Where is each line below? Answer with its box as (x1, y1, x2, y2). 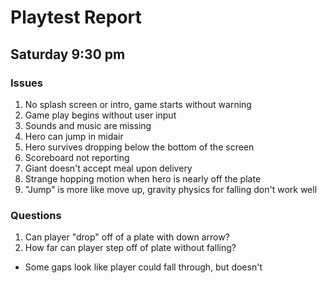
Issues (10, 76, 44, 90)
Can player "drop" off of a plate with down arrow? (24, 231, 230, 243)
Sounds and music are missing (24, 119, 152, 131)
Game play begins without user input (24, 109, 177, 121)
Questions (10, 208, 62, 222)
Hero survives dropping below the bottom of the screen (24, 141, 255, 153)
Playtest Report (10, 6, 142, 29)
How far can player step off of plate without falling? (24, 242, 237, 254)
